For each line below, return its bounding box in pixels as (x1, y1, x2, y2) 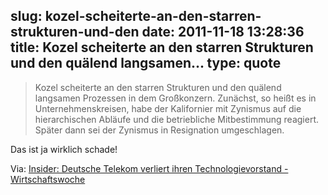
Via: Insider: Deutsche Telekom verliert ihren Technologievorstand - (10, 162, 289, 174)
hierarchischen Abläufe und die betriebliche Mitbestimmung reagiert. (34, 113, 320, 125)
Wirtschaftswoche (10, 173, 86, 185)
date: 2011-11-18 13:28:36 (141, 24, 305, 41)
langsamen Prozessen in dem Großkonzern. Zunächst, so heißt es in (34, 92, 317, 104)
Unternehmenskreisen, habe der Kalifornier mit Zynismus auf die (34, 102, 302, 114)
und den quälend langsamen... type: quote (10, 55, 282, 72)
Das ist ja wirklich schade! (10, 143, 118, 155)
